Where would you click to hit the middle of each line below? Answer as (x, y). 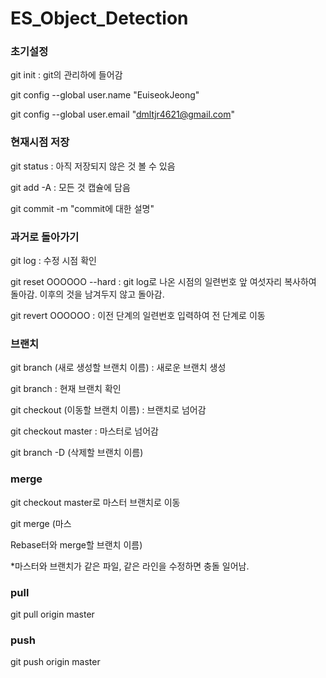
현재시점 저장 (40, 142)
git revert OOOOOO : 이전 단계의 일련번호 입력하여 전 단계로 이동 (138, 316)
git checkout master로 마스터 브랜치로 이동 (95, 502)
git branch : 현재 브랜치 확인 (66, 389)
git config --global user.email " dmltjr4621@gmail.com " (122, 114)
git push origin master (55, 662)
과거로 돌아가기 (45, 237)
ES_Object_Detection (99, 18)
